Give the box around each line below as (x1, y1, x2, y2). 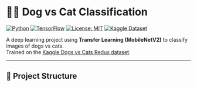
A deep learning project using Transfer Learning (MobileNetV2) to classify (6, 36, 188, 43)
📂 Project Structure (6, 71, 77, 81)
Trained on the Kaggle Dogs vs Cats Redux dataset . (6, 48, 131, 55)
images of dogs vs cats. (6, 42, 64, 49)
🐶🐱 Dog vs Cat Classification (6, 5, 148, 19)
